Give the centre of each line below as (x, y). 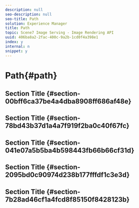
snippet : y (16, 51)
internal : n (17, 46)
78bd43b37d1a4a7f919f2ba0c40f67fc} (67, 126)
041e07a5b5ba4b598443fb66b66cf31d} (70, 150)
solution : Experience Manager (36, 23)
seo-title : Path (22, 19)
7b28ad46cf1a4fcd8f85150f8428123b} (68, 199)
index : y (14, 42)
